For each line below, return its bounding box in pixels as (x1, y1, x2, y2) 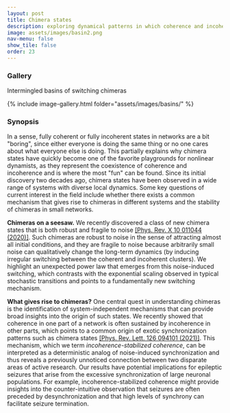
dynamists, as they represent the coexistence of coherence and (7, 162, 187, 170)
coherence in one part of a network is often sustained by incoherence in (7, 320, 211, 328)
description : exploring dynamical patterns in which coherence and (7, 23, 204, 29)
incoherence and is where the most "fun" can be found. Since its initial (7, 169, 207, 177)
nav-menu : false (7, 36, 53, 43)
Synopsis (7, 117, 39, 127)
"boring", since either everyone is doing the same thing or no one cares (7, 140, 209, 148)
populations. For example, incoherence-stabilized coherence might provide (7, 378, 219, 386)
